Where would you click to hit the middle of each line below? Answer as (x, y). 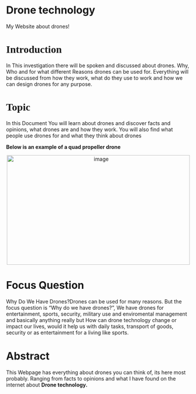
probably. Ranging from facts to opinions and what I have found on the (91, 378)
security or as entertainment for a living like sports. (67, 332)
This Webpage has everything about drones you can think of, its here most (96, 372)
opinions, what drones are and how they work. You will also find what (90, 129)
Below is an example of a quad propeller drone (63, 147)
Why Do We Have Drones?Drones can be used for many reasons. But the (94, 301)
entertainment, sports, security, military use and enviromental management (97, 314)
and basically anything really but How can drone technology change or (91, 320)
